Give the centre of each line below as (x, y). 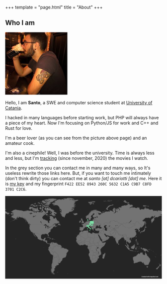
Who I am (20, 23)
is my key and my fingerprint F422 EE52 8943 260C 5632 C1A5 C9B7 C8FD (78, 184)
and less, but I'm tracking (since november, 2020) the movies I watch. (77, 158)
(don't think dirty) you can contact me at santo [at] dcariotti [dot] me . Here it (83, 178)
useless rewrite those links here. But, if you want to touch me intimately (78, 173)
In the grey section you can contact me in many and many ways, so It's (78, 168)
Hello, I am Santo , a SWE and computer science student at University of (79, 102)
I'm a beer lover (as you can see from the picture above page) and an (76, 138)
